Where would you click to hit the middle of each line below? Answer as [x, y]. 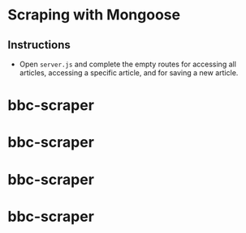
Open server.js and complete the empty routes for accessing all [128, 64]
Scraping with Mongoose [94, 15]
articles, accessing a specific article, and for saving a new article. [129, 73]
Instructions [39, 45]
